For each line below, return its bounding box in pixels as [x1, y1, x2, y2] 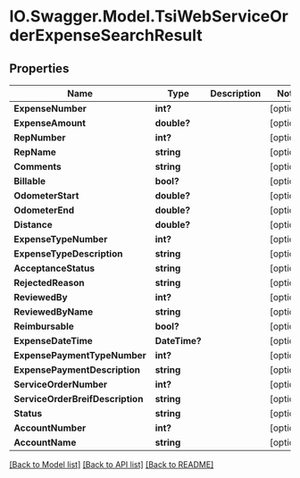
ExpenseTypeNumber [13, 233, 108, 245]
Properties [9, 61, 70, 76]
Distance [13, 219, 53, 231]
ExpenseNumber [13, 103, 87, 114]
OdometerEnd [13, 204, 75, 216]
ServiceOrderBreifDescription [13, 393, 144, 405]
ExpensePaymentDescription [13, 364, 141, 376]
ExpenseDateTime [13, 335, 94, 347]
